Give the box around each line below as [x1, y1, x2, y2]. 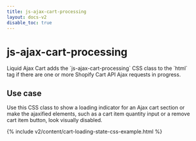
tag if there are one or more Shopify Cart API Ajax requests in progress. [7, 71, 181, 78]
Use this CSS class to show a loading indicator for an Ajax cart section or [7, 104, 185, 111]
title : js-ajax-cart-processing [7, 8, 86, 15]
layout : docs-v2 [7, 14, 47, 20]
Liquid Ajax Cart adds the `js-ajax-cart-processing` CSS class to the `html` [7, 65, 188, 72]
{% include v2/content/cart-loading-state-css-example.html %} [7, 128, 162, 135]
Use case [7, 88, 42, 98]
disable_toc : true [7, 20, 52, 25]
